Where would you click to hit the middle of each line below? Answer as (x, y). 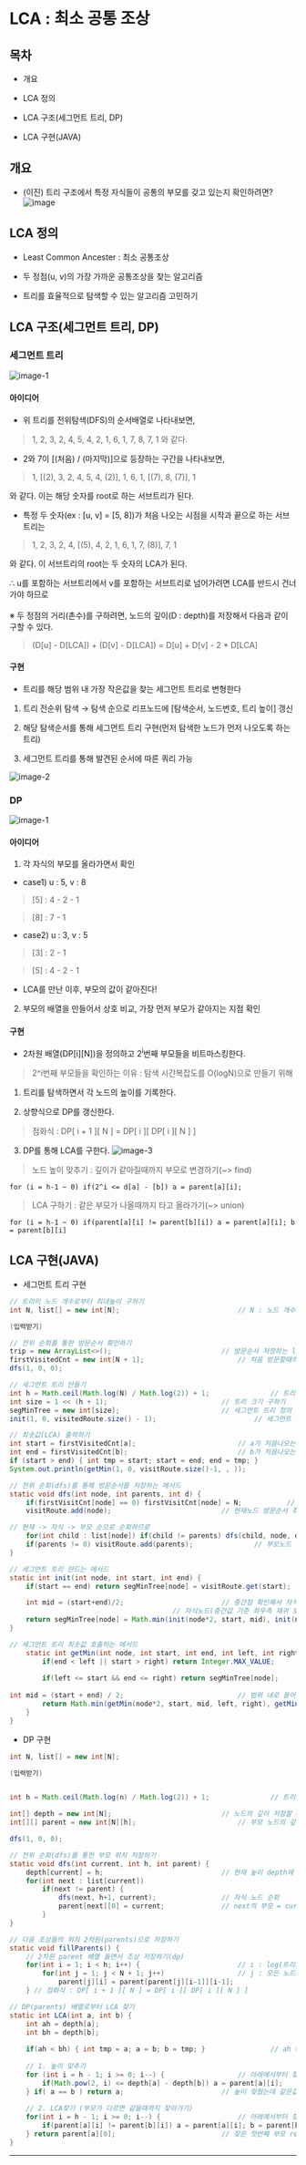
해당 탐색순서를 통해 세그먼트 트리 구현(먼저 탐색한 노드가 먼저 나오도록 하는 (157, 727)
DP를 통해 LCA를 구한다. (66, 1150)
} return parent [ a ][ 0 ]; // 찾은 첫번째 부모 (156, 2134)
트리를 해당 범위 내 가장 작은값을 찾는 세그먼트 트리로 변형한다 (132, 688)
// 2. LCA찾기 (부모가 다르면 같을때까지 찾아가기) (109, 2108)
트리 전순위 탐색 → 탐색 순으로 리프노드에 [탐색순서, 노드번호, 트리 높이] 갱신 (158, 708)
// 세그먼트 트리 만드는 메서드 (59, 1569)
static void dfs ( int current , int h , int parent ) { (109, 1864)
